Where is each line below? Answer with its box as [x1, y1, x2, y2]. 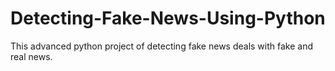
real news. [10, 50, 53, 62]
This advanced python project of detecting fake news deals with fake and [10, 40, 314, 52]
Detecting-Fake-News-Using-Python [10, 7, 326, 30]
